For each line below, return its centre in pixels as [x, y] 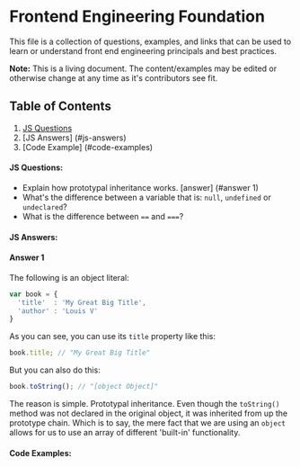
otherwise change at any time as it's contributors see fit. [114, 77]
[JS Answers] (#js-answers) [75, 138]
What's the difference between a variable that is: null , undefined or [146, 197]
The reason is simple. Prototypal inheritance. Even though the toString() [145, 404]
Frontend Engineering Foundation [137, 17]
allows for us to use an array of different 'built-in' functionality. [125, 432]
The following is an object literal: [69, 277]
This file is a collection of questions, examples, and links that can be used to [150, 41]
